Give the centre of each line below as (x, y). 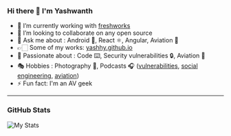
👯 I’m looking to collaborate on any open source (85, 33)
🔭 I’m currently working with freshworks (74, 26)
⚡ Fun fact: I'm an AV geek (55, 83)
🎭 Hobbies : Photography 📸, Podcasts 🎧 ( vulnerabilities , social (107, 66)
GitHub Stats (29, 110)
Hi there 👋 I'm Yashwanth (50, 11)
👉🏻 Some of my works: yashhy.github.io (75, 48)
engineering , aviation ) (48, 76)
